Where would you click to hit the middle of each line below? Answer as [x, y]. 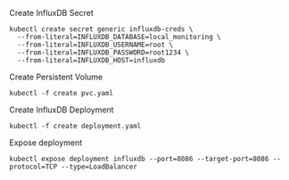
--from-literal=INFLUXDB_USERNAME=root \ [95, 45]
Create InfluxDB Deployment [62, 110]
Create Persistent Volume [56, 77]
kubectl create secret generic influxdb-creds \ [101, 29]
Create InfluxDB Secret [51, 13]
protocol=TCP [33, 167]
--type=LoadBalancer [99, 167]
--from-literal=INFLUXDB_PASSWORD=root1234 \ [103, 53]
